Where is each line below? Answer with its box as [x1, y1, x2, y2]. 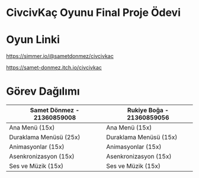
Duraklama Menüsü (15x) [106, 133, 178, 141]
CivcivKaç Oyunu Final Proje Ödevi [6, 6, 181, 20]
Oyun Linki [6, 33, 60, 47]
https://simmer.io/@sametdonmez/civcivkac [6, 53, 114, 60]
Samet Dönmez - [30, 106, 80, 115]
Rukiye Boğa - [127, 106, 169, 115]
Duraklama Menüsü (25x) [9, 133, 81, 141]
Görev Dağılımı [6, 85, 80, 98]
